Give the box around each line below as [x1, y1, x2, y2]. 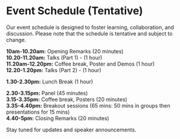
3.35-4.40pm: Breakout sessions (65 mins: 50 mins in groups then [6, 102, 170, 109]
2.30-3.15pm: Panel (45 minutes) [6, 89, 88, 96]
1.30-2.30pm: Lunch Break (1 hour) [6, 78, 93, 85]
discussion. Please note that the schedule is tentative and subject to [6, 30, 173, 37]
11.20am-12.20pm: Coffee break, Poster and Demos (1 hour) [6, 60, 155, 67]
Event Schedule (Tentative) [6, 4, 144, 18]
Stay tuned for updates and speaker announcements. [6, 126, 137, 133]
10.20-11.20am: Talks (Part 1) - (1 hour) [6, 54, 103, 61]
